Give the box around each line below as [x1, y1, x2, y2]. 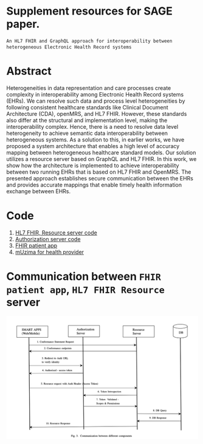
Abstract [6, 64, 52, 78]
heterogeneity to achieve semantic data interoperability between [6, 129, 168, 137]
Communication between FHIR [6, 270, 161, 283]
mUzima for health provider [15, 248, 84, 256]
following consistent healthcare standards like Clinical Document [6, 103, 168, 111]
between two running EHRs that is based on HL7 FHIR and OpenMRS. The [6, 168, 191, 176]
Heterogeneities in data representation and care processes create [6, 84, 171, 92]
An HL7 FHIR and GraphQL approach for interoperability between [6, 38, 173, 44]
